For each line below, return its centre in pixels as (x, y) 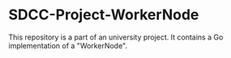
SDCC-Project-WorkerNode (104, 15)
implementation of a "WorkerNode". (68, 45)
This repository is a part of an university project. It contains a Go (116, 37)
